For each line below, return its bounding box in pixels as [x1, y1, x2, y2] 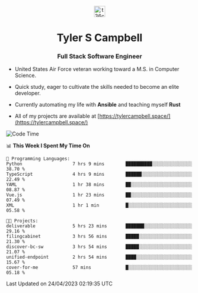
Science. [14, 72, 37, 79]
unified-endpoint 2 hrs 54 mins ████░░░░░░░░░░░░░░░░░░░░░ [6, 255, 193, 260]
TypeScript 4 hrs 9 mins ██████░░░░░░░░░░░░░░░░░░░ [6, 172, 193, 178]
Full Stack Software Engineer [57, 52, 142, 60]
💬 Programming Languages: [6, 156, 70, 162]
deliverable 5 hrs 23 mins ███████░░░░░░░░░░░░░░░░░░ [6, 223, 193, 229]
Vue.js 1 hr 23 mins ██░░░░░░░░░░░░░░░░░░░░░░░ [6, 192, 193, 198]
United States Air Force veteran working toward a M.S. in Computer [14, 66, 180, 73]
